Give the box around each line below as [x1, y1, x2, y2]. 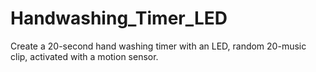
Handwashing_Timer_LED [10, 7, 228, 30]
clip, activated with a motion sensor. [10, 50, 159, 62]
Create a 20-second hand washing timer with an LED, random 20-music [10, 40, 307, 52]
